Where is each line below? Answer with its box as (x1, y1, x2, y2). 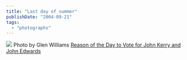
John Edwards (6, 48, 41, 55)
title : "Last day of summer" (6, 8, 78, 15)
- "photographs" (11, 24, 51, 31)
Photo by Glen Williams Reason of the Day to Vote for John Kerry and (13, 41, 181, 48)
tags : (6, 19, 19, 25)
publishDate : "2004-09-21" (6, 14, 72, 20)
